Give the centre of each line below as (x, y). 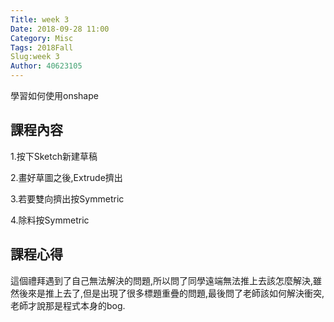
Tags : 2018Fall (42, 47)
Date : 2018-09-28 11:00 (60, 29)
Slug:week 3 (35, 57)
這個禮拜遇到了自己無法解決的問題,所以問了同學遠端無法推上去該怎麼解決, (162, 280)
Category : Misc (42, 38)
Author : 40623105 (46, 66)
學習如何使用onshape (54, 95)
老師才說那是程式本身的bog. (68, 305)
